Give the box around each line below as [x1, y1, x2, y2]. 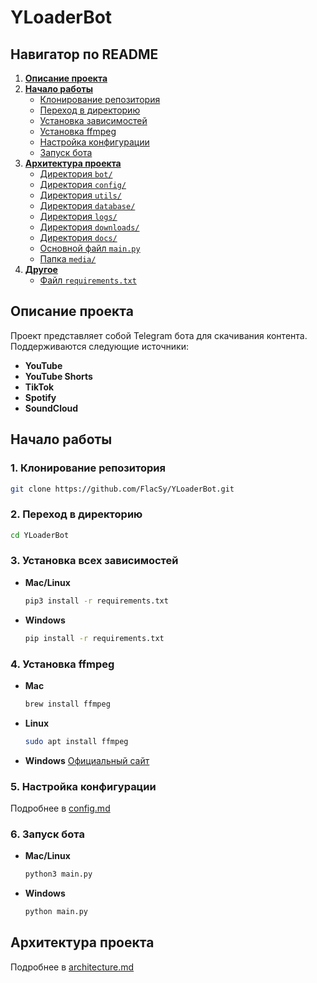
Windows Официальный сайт [24, 754, 150, 766]
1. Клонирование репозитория [10, 461, 166, 475]
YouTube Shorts [24, 370, 93, 382]
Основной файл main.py [39, 242, 141, 254]
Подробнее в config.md [10, 802, 111, 814]
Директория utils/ [39, 189, 122, 201]
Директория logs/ [39, 211, 118, 222]
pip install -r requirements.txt [24, 633, 165, 643]
